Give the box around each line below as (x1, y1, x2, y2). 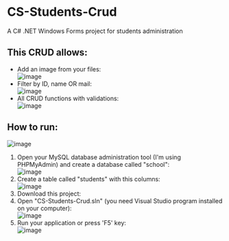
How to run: (7, 122, 58, 133)
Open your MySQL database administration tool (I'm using (16, 152, 182, 161)
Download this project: (16, 190, 81, 198)
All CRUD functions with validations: (16, 94, 119, 102)
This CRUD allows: (7, 47, 88, 58)
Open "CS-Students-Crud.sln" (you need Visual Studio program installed (16, 196, 223, 205)
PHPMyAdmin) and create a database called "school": (16, 160, 170, 168)
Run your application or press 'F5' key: (16, 218, 127, 227)
